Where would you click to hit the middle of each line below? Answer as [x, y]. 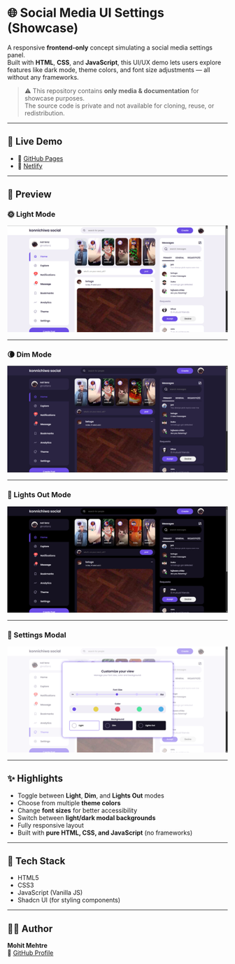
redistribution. [44, 113]
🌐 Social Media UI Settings [86, 13]
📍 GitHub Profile [30, 953]
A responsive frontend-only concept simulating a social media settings [110, 48]
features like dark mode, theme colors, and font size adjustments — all [109, 70]
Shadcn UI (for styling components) [69, 900]
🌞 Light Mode [31, 215]
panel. [16, 55]
